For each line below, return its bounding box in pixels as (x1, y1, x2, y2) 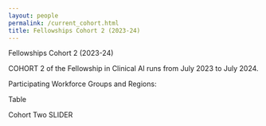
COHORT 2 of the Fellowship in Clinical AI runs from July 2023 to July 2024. (8, 64, 259, 73)
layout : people (8, 11, 59, 20)
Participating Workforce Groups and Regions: (8, 79, 157, 89)
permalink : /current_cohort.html (8, 19, 119, 27)
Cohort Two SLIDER (8, 110, 73, 120)
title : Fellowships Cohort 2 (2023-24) (8, 26, 141, 34)
